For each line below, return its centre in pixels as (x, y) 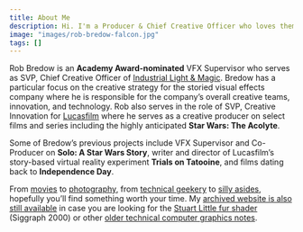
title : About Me (40, 18)
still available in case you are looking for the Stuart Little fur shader (133, 209)
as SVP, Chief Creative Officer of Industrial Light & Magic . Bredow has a (142, 78)
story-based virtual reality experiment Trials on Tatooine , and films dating (147, 162)
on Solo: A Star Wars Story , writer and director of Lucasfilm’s (160, 153)
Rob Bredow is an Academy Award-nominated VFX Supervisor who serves (150, 68)
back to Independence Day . (62, 172)
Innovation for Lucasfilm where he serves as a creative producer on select (147, 116)
